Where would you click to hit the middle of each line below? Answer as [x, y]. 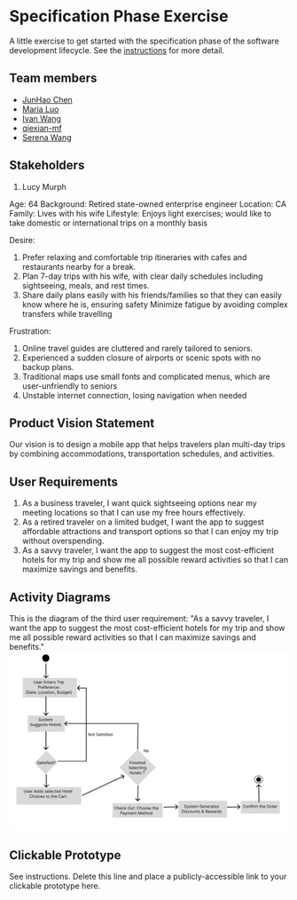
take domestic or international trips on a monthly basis [109, 223]
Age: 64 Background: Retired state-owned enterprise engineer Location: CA [148, 204]
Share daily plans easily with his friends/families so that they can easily [152, 295]
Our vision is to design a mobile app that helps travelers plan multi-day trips [147, 445]
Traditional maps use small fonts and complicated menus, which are [146, 376]
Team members [53, 79]
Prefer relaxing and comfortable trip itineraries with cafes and [134, 257]
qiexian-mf [42, 128]
